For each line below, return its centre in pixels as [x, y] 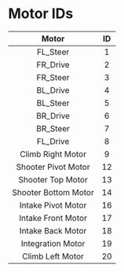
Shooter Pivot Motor [53, 167]
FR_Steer [53, 77]
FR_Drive [53, 64]
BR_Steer [53, 128]
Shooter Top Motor [53, 179]
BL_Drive [53, 90]
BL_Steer [53, 103]
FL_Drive [53, 141]
